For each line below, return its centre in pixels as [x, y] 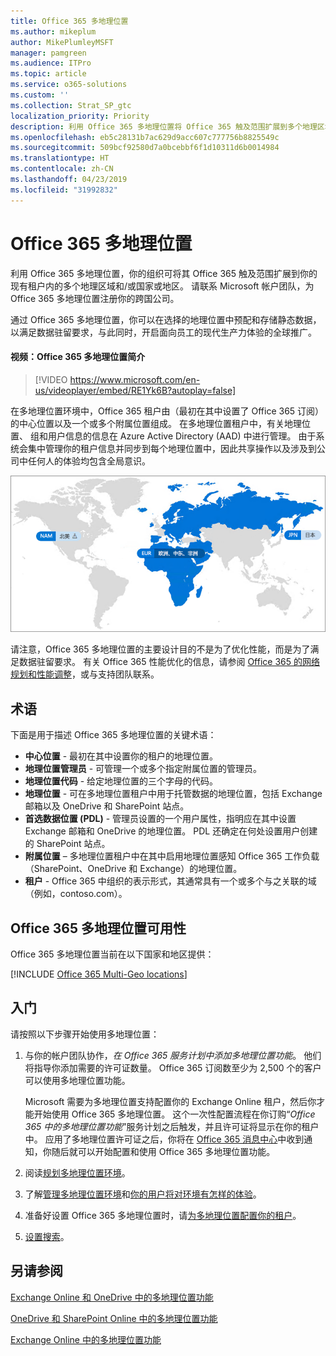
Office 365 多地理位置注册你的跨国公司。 [95, 298]
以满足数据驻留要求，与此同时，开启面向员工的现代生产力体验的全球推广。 [163, 332]
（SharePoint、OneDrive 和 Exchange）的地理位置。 [133, 869]
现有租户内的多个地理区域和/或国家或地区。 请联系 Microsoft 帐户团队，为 [162, 286]
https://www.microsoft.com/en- [135, 379]
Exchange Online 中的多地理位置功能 [86, 1339]
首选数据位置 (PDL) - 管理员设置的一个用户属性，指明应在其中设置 [160, 819]
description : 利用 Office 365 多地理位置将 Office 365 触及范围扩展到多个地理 [164, 126]
